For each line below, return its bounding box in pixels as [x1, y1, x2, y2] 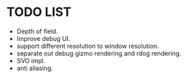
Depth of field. [16, 27, 59, 35]
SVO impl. [16, 56, 46, 64]
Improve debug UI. [16, 34, 70, 42]
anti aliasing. [16, 64, 54, 72]
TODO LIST [6, 4, 72, 20]
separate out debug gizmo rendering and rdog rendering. [16, 49, 182, 58]
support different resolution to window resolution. [16, 42, 160, 50]
